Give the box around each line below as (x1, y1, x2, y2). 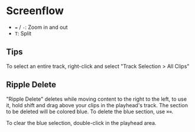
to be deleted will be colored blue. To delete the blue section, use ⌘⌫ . (6, 108, 174, 115)
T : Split (14, 29, 31, 37)
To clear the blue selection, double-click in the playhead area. (6, 119, 157, 126)
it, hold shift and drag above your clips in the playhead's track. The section (6, 101, 188, 108)
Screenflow (6, 4, 64, 18)
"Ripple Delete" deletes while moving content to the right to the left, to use (6, 95, 187, 103)
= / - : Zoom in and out (14, 24, 68, 31)
